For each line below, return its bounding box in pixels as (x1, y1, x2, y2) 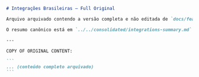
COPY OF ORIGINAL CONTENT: (6, 48, 73, 54)
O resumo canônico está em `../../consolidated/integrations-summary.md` (6, 26, 192, 32)
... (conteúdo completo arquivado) (6, 64, 94, 70)
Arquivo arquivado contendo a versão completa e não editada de (6, 16, 168, 22)
